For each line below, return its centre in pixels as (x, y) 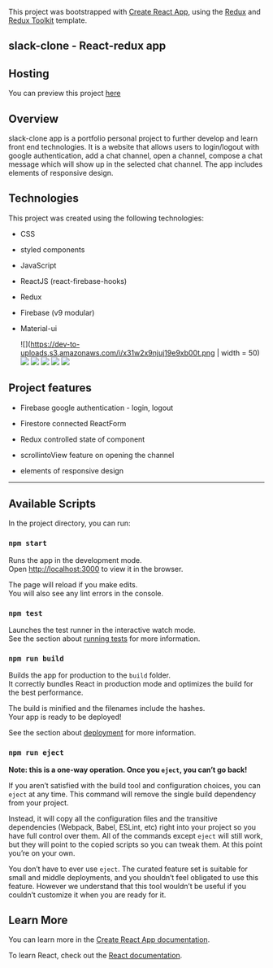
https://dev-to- (55, 344)
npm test (26, 613)
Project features (50, 388)
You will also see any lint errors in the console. (86, 593)
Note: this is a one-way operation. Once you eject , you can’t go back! (128, 770)
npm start (28, 543)
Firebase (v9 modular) (57, 312)
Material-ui (39, 328)
